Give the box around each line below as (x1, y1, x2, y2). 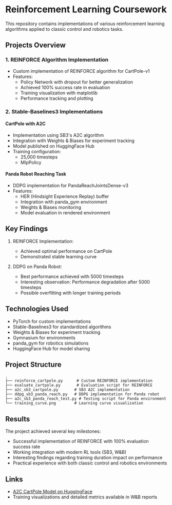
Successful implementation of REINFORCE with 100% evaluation (12, 438, 149, 445)
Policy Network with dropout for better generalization (20, 78, 133, 85)
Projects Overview (5, 41, 66, 50)
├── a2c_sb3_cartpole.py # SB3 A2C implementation (5, 387, 130, 393)
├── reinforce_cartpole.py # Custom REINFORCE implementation (5, 378, 153, 383)
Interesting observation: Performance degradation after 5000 (20, 278, 150, 285)
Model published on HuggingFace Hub (12, 143, 95, 149)
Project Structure (5, 360, 62, 369)
